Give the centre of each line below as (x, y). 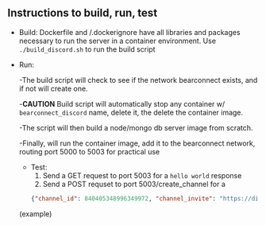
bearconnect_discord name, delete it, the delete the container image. (131, 112)
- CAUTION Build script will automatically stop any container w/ (122, 103)
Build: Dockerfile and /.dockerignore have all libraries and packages (129, 32)
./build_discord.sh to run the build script (87, 49)
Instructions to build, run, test (83, 13)
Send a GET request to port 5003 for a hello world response (142, 175)
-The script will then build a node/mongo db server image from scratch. (136, 127)
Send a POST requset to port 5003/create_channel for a (134, 184)
